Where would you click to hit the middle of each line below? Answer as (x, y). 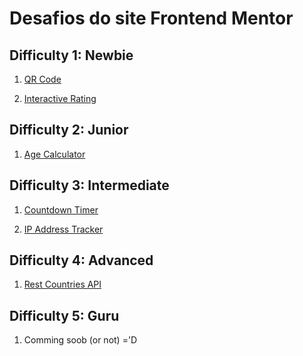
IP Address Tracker (63, 229)
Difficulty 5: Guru (64, 315)
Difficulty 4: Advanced (81, 260)
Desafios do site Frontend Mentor (151, 18)
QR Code (42, 79)
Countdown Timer (61, 209)
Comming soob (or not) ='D (80, 340)
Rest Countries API (62, 284)
